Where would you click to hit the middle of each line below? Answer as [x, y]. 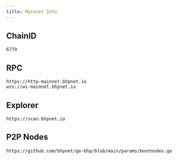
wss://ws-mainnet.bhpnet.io [41, 87]
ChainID [22, 36]
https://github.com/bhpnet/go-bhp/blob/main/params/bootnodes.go [89, 151]
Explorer [22, 105]
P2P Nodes [27, 137]
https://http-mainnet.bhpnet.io [46, 82]
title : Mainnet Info [32, 12]
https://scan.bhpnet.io [36, 119]
